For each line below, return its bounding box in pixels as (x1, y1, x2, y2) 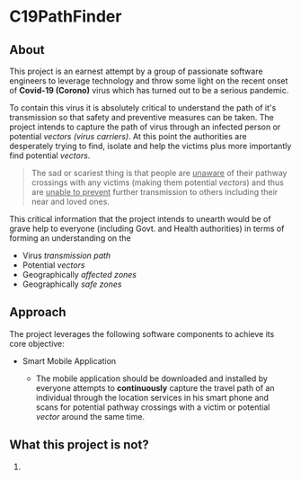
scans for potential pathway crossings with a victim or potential (35, 402, 270, 412)
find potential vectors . (9, 150, 91, 161)
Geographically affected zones (22, 270, 137, 279)
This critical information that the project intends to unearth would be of (9, 214, 271, 224)
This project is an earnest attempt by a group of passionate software (9, 66, 263, 76)
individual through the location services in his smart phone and (35, 392, 270, 403)
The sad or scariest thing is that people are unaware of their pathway (31, 168, 288, 178)
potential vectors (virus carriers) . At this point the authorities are (9, 131, 247, 141)
